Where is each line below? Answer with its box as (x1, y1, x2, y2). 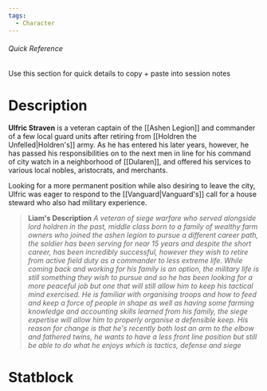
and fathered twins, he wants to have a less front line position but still (27, 332, 257, 342)
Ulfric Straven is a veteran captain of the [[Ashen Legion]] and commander (8, 123, 256, 132)
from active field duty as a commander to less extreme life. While (27, 255, 243, 265)
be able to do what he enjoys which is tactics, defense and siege (27, 340, 241, 350)
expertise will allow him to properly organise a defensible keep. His (27, 314, 249, 324)
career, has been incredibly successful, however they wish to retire (27, 247, 249, 256)
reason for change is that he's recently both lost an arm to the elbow (27, 323, 255, 333)
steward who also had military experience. (8, 197, 147, 207)
